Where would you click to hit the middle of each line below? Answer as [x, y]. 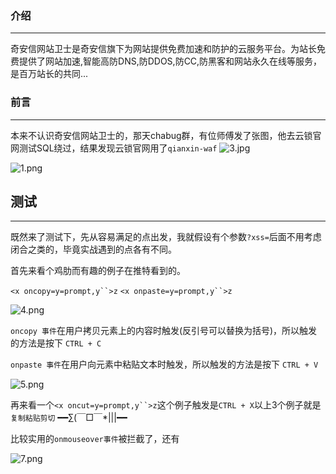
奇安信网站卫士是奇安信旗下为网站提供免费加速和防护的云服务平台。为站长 [163, 49]
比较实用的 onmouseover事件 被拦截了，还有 [95, 439]
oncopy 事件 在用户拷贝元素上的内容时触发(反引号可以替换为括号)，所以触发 [164, 331]
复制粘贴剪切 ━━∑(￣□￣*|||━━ [69, 418]
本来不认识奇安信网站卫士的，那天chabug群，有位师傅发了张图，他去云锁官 [166, 135]
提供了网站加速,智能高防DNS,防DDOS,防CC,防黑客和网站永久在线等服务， [170, 61]
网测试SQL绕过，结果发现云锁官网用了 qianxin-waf [114, 148]
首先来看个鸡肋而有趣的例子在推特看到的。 [98, 271]
